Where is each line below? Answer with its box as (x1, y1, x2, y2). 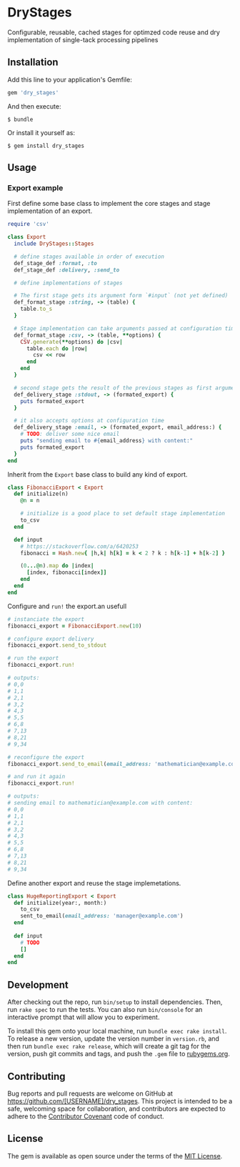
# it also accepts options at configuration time (14, 417, 164, 424)
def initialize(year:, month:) (14, 899, 107, 906)
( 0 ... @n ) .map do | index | (20, 562, 94, 570)
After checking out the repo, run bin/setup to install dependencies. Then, (7, 998, 223, 1006)
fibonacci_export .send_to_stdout (7, 642, 107, 649)
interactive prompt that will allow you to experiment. (7, 1013, 160, 1022)
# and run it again (7, 773, 66, 780)
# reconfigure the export (7, 753, 84, 761)
